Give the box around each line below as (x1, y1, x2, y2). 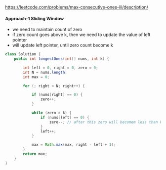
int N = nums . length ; (23, 70, 68, 75)
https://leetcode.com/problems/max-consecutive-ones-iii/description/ (5, 4, 148, 10)
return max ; (23, 152, 48, 157)
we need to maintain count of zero (12, 27, 83, 33)
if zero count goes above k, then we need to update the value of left (12, 32, 151, 38)
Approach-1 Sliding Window (5, 15, 64, 21)
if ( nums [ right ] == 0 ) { (31, 92, 83, 97)
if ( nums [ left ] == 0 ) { (40, 115, 90, 120)
